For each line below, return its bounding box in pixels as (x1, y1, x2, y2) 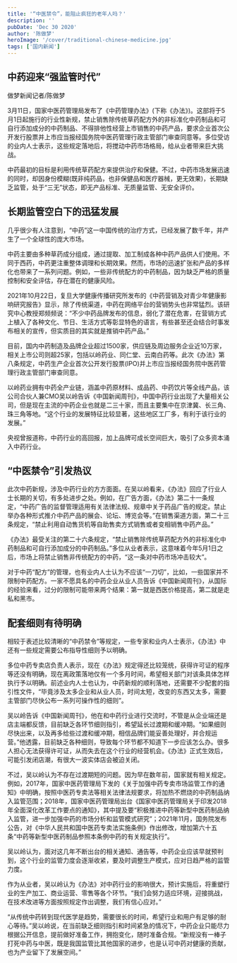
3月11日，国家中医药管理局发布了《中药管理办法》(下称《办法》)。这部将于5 (7, 106, 226, 114)
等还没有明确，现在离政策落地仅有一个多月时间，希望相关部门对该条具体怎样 (7, 670, 230, 678)
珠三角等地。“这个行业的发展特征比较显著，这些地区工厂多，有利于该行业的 (7, 409, 227, 418)
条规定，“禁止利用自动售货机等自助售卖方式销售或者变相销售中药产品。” (7, 520, 214, 528)
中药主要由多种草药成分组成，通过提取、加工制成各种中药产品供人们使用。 (7, 249, 224, 258)
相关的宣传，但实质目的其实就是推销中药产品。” (13, 326, 150, 335)
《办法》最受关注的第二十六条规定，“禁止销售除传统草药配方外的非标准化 (7, 535, 221, 544)
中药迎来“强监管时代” (7, 71, 101, 83)
